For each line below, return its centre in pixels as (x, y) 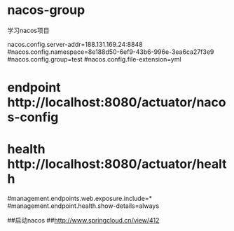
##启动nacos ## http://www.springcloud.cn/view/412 (83, 220)
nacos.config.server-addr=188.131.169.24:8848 (75, 44)
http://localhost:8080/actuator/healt (117, 164)
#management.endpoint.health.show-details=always (83, 206)
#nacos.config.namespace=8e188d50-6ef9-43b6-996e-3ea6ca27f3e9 (111, 52)
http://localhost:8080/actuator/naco (117, 103)
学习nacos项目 (28, 30)
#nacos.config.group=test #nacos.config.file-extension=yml (94, 59)
